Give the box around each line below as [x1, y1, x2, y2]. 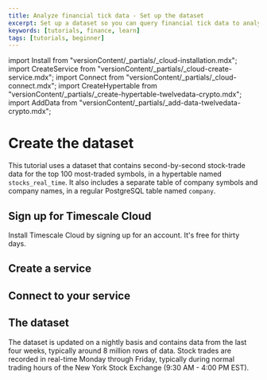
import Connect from [55, 72, 125, 82]
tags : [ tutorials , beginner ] [8, 33, 105, 42]
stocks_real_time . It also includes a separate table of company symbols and [8, 178, 258, 187]
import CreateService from [8, 65, 96, 74]
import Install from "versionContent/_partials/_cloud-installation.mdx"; [8, 56, 238, 65]
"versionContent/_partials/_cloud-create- [97, 65, 233, 74]
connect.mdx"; [8, 81, 57, 91]
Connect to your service [8, 288, 131, 303]
